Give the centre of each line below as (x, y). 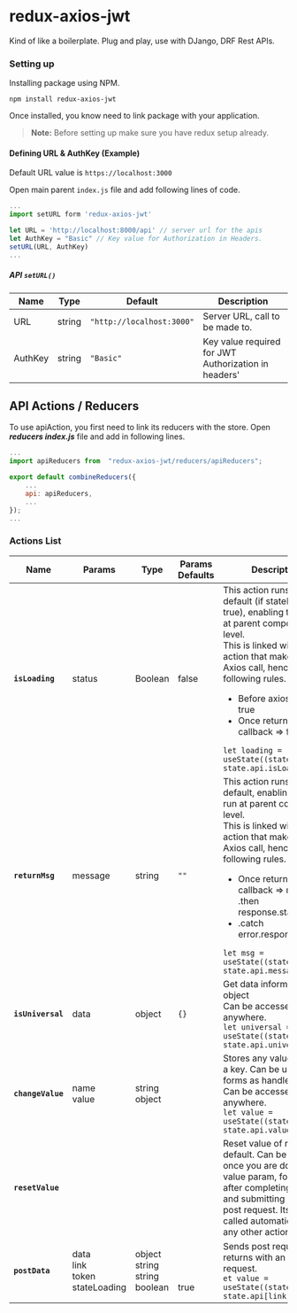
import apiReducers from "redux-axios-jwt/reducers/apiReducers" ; (136, 461)
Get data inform (255, 984)
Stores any (245, 1058)
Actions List (35, 541)
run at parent (250, 803)
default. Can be (255, 1155)
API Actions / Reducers (74, 406)
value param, (250, 1177)
